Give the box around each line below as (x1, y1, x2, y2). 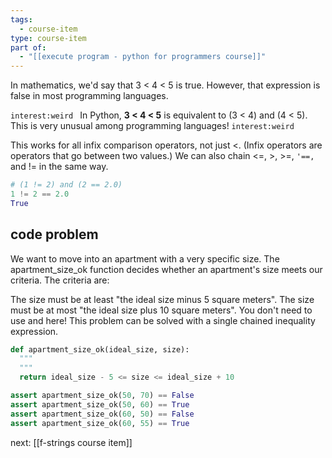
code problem (10, 226, 99, 243)
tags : (10, 14, 33, 25)
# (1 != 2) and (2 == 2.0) (10, 180, 123, 190)
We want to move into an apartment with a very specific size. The (10, 252, 280, 265)
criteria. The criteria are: (10, 274, 110, 286)
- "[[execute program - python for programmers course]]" (19, 52, 267, 62)
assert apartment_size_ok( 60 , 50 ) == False (10, 409, 195, 419)
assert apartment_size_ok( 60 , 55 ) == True (10, 418, 190, 428)
